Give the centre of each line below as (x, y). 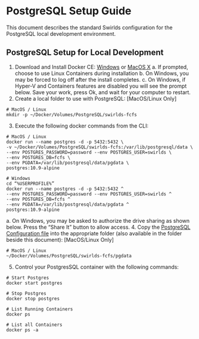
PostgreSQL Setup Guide (69, 11)
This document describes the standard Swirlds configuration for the (89, 27)
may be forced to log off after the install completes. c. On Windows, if (100, 79)
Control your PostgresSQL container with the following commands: (97, 267)
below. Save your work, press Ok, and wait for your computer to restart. (102, 92)
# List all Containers (34, 325)
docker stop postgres (33, 298)
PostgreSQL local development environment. (61, 33)
